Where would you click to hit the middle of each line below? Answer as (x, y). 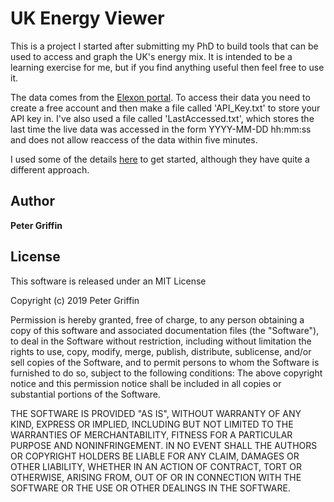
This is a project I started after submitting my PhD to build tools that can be (164, 46)
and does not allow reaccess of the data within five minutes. (134, 139)
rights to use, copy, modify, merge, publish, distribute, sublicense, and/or (161, 351)
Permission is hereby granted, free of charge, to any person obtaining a (157, 319)
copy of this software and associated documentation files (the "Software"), (165, 330)
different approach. (50, 169)
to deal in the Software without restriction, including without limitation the (161, 341)
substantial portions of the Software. (85, 394)
